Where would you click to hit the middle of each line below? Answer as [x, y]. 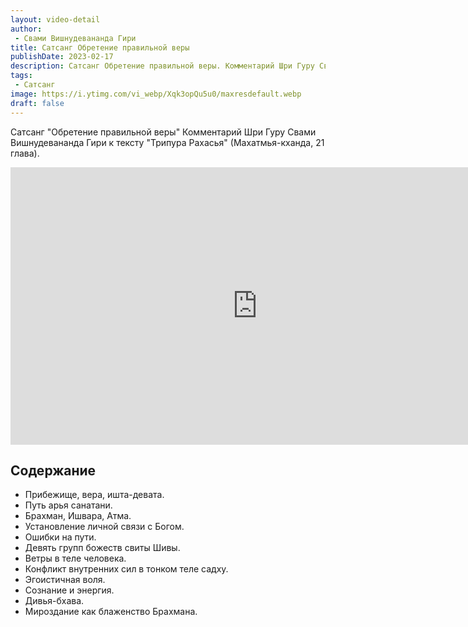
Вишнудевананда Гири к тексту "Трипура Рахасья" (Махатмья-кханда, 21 [167, 142]
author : [26, 29]
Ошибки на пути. [60, 537]
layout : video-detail [55, 19]
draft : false [37, 103]
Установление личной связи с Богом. [104, 527]
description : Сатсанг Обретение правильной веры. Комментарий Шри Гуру [162, 66]
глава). [25, 153]
